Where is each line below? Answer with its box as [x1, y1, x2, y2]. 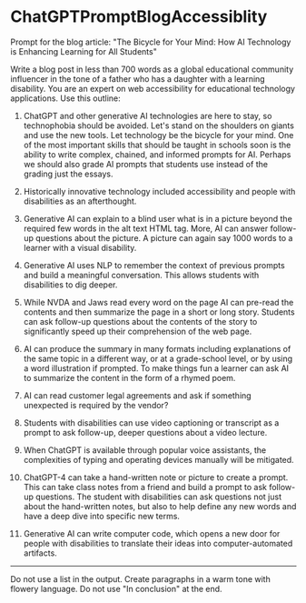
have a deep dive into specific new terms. [23, 510, 181, 521]
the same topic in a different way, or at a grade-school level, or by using [23, 353, 293, 364]
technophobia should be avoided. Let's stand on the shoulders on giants [23, 120, 294, 131]
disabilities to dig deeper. [23, 279, 118, 290]
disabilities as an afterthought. [23, 196, 137, 206]
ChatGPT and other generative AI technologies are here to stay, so [23, 110, 272, 121]
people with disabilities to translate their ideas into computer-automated [23, 538, 293, 548]
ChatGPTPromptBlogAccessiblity [10, 6, 268, 27]
